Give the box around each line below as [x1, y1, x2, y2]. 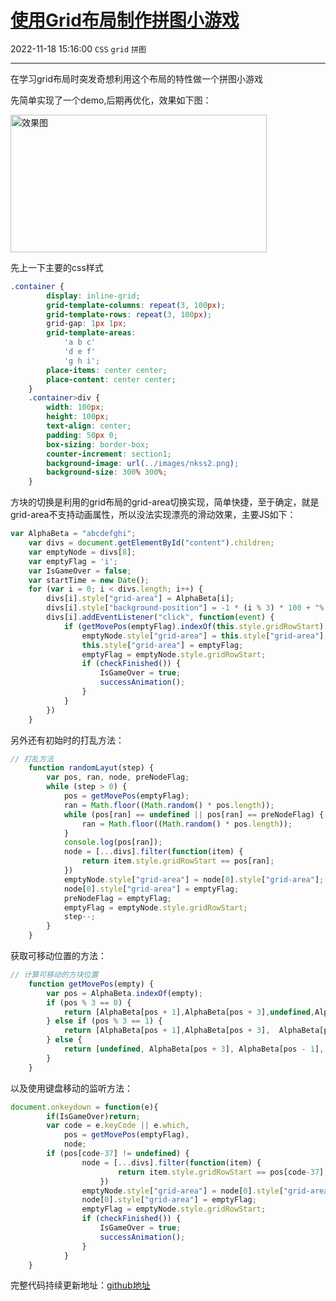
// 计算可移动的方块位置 [10, 970, 99, 980]
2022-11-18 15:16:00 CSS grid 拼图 [10, 42, 147, 55]
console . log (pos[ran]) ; [63, 837, 163, 848]
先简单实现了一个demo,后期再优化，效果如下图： [10, 94, 212, 106]
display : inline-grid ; [46, 291, 141, 301]
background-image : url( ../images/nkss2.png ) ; [46, 458, 240, 468]
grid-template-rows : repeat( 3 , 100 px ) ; [46, 309, 213, 320]
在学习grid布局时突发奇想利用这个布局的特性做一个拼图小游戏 [10, 72, 263, 85]
